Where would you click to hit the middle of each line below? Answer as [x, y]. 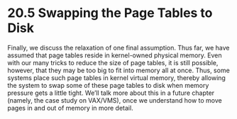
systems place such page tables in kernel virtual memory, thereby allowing [116, 78]
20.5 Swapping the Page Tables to [110, 13]
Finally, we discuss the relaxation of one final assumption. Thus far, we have [118, 47]
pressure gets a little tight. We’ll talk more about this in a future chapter [111, 93]
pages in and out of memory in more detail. [70, 108]
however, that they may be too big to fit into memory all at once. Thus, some [119, 70]
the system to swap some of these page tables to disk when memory [108, 85]
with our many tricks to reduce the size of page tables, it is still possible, [113, 62]
